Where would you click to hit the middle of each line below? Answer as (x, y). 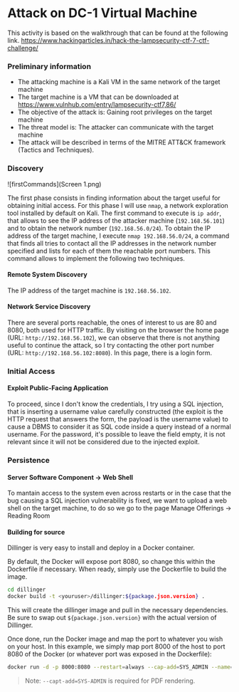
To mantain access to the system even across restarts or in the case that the (119, 493)
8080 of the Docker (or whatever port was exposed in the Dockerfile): (110, 654)
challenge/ (23, 48)
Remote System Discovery (47, 275)
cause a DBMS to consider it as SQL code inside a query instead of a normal (119, 427)
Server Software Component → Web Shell (70, 477)
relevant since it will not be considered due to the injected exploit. (104, 442)
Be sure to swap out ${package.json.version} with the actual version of (112, 618)
